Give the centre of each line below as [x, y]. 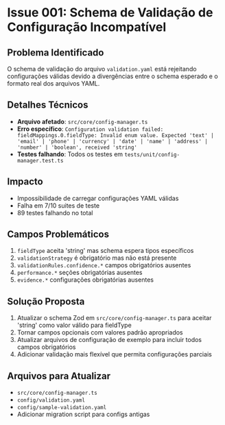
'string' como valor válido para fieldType [74, 325]
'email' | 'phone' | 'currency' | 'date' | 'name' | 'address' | [112, 141]
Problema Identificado [56, 52]
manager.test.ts [40, 160]
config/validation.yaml [51, 400]
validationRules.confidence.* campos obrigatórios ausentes [104, 265]
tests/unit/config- [152, 155]
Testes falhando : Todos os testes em [70, 154]
